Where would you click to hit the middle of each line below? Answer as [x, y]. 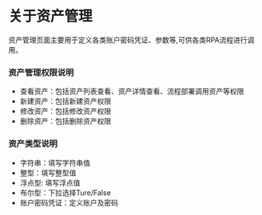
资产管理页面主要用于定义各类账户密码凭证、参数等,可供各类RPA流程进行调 [131, 40]
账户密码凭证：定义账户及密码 [69, 202]
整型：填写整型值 [48, 173]
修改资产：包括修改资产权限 [65, 111]
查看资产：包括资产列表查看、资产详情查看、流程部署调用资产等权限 [132, 92]
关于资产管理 [51, 16]
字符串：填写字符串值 [55, 162]
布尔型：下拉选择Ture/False [65, 193]
